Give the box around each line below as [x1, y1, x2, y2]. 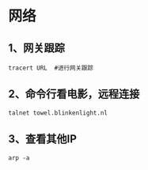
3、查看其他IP [8, 132, 78, 146]
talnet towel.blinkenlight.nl [8, 108, 108, 117]
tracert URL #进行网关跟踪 [8, 64, 93, 72]
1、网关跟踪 [8, 41, 66, 55]
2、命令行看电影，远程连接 [8, 88, 140, 101]
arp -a [8, 153, 30, 162]
